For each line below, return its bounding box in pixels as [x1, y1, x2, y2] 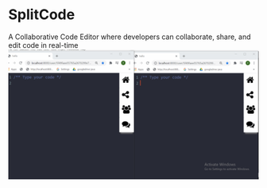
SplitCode [8, 6, 75, 24]
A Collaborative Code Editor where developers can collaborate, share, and [8, 32, 252, 41]
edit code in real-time [8, 40, 79, 49]
